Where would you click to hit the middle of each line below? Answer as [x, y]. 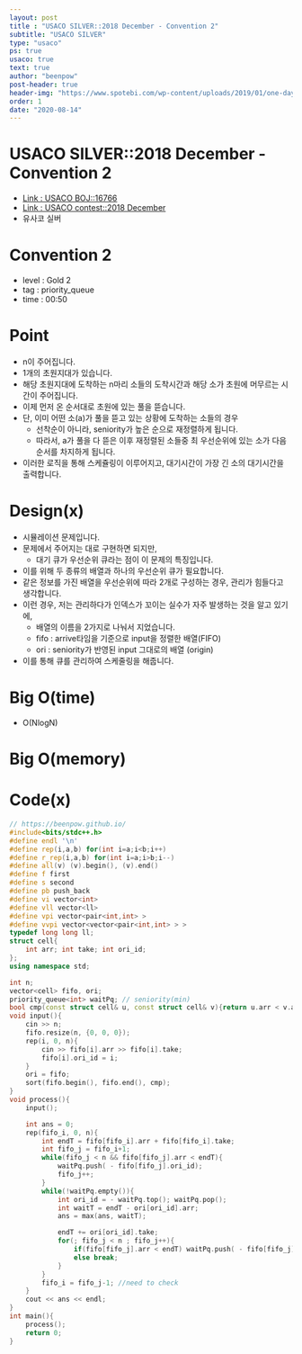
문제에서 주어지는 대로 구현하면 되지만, [89, 548]
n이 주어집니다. [49, 362]
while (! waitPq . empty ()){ [88, 1191]
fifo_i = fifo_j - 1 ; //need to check [110, 1283]
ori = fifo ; [48, 1075]
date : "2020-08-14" [46, 110]
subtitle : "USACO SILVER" [58, 34]
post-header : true [44, 85]
